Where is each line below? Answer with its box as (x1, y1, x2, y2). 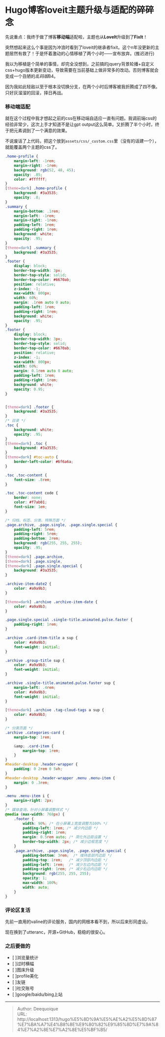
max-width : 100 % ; (23, 880, 58, 885)
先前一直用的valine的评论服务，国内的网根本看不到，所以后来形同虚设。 (5, 919, 151, 925)
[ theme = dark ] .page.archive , (5, 554, 65, 559)
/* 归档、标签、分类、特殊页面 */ (5, 518, 66, 523)
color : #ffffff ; (14, 177, 48, 182)
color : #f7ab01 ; (14, 500, 48, 505)
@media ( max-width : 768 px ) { (5, 812, 65, 817)
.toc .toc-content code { (5, 491, 58, 496)
